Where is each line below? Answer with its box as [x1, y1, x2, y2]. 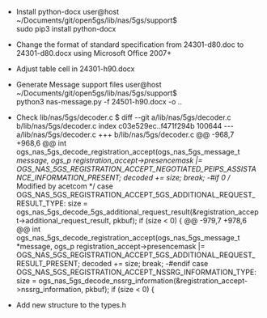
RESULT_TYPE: [15, 198, 66, 208]
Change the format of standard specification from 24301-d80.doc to [15, 40, 244, 49]
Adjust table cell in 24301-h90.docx [15, 64, 135, 74]
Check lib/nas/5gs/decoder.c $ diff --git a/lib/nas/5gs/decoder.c [15, 112, 232, 122]
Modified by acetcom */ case [15, 181, 113, 191]
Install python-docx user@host [15, 7, 120, 16]
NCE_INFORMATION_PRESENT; [15, 173, 122, 182]
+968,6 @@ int [15, 138, 67, 148]
